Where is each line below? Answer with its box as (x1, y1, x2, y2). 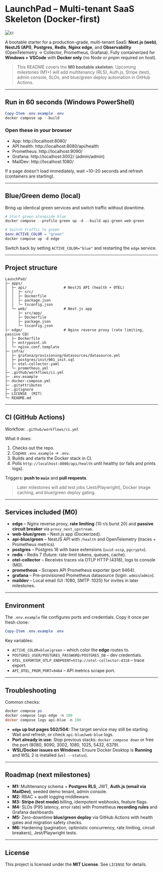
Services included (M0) (5, 508, 78, 516)
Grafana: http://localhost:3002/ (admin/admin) (12, 153, 105, 159)
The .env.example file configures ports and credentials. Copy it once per (5, 614, 149, 620)
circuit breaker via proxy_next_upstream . (12, 526, 94, 532)
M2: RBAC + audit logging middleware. (12, 794, 90, 800)
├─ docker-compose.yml (5, 378, 51, 383)
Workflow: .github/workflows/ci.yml (5, 426, 79, 432)
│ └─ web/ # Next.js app (5, 306, 92, 311)
